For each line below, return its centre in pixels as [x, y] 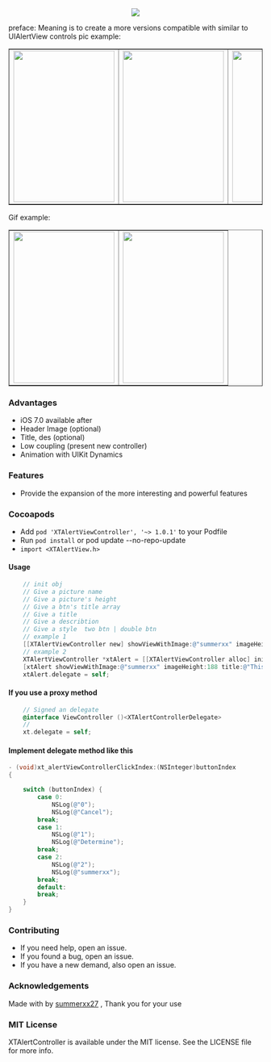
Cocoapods [31, 514]
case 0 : [50, 797]
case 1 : [50, 827]
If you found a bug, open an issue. [77, 956]
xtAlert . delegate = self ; [67, 674]
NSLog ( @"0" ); [73, 805]
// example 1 [45, 637]
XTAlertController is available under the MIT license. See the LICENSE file [130, 1042]
